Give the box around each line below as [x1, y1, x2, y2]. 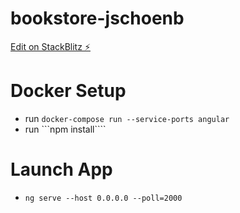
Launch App [10, 158, 113, 181]
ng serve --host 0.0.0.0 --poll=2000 [24, 193, 183, 203]
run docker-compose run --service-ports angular [24, 112, 230, 124]
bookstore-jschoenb [10, 7, 185, 30]
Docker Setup [10, 80, 127, 102]
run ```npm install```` [24, 123, 107, 135]
